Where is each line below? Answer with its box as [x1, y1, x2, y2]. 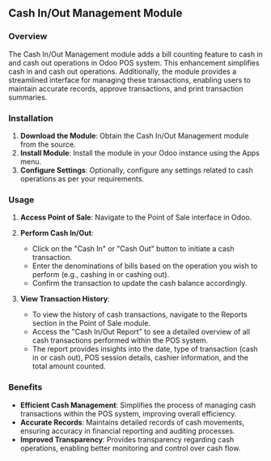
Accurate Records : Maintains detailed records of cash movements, [19, 417, 245, 427]
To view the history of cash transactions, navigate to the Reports [32, 309, 248, 319]
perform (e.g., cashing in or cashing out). [32, 270, 170, 280]
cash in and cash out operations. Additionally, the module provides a [8, 66, 237, 76]
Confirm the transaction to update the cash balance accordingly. [32, 279, 248, 288]
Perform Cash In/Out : [19, 228, 94, 238]
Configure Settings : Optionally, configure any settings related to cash [19, 165, 253, 175]
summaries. [8, 92, 48, 102]
